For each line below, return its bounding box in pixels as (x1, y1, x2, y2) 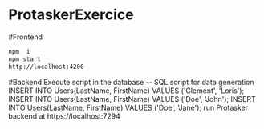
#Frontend (8, 32, 43, 42)
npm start (8, 54, 42, 63)
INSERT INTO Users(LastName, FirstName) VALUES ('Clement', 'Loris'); (8, 86, 245, 95)
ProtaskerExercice (8, 6, 134, 24)
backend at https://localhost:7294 (8, 111, 120, 121)
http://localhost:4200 (8, 62, 84, 71)
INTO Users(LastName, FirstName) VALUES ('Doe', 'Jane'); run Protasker (8, 103, 249, 112)
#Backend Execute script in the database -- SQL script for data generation (8, 77, 254, 87)
